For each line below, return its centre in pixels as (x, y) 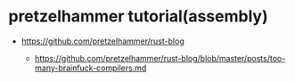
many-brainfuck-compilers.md (90, 68)
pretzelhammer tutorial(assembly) (138, 16)
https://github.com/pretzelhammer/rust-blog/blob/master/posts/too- (160, 58)
